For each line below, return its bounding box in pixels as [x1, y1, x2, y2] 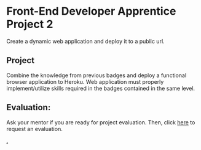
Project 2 [6, 17, 53, 31]
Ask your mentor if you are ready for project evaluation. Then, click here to [6, 118, 195, 126]
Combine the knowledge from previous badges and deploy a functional [6, 72, 187, 79]
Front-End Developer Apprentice [6, 4, 176, 18]
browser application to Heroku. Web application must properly [6, 78, 164, 85]
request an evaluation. [6, 125, 63, 132]
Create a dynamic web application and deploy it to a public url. [6, 37, 165, 45]
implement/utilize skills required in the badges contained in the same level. [6, 84, 195, 92]
